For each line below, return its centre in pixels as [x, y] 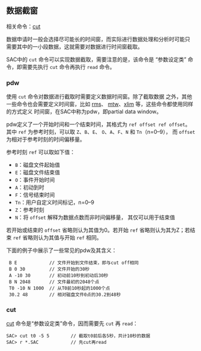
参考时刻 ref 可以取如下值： [41, 152]
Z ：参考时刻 [29, 210]
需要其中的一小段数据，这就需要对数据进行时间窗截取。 [74, 46]
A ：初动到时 [29, 187]
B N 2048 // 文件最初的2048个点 [54, 282]
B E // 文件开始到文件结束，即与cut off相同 [74, 263]
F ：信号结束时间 [35, 195]
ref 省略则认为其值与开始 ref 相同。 [57, 238]
